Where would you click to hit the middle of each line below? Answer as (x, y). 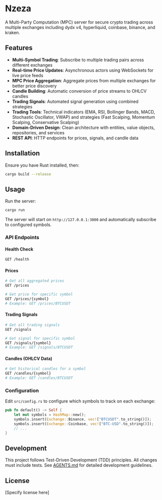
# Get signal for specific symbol (40, 338)
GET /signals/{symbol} (28, 343)
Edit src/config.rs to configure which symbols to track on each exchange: (80, 401)
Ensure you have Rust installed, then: (42, 165)
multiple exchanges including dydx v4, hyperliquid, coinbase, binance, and (80, 27)
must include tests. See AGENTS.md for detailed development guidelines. (79, 465)
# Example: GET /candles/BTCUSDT (39, 378)
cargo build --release (28, 174)
